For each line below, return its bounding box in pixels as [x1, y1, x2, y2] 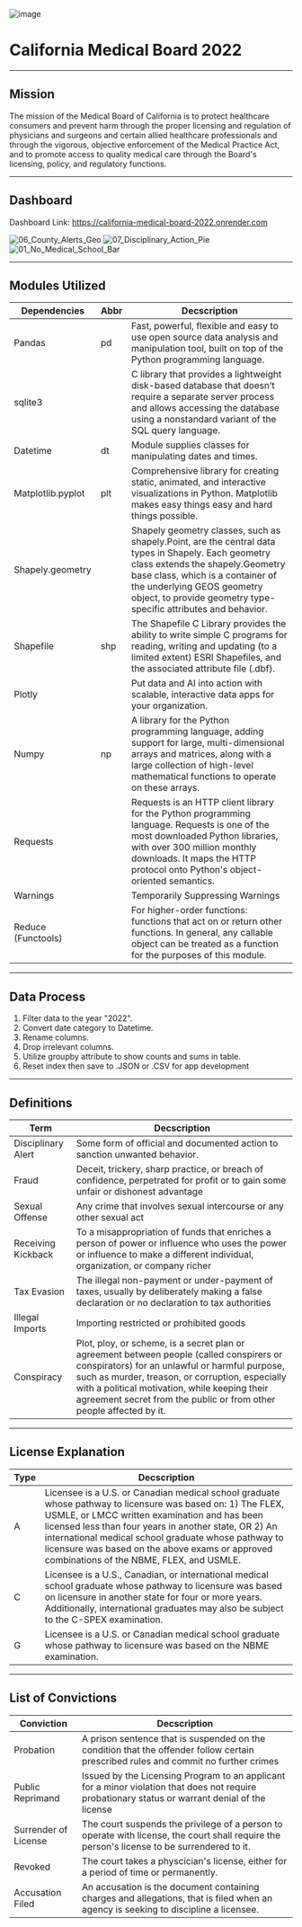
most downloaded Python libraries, [131, 830, 279, 842]
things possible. [131, 510, 199, 522]
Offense [13, 1212, 48, 1223]
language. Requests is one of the [131, 819, 270, 831]
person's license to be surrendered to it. [82, 1840, 251, 1852]
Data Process [9, 989, 86, 1004]
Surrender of [13, 1823, 68, 1835]
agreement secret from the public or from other [75, 1393, 276, 1406]
